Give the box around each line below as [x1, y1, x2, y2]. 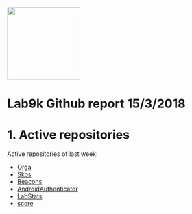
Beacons [16, 178, 43, 186]
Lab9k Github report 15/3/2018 [7, 96, 187, 111]
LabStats [16, 192, 43, 200]
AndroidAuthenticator [16, 185, 78, 193]
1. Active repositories [7, 127, 130, 143]
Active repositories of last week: [7, 150, 98, 158]
